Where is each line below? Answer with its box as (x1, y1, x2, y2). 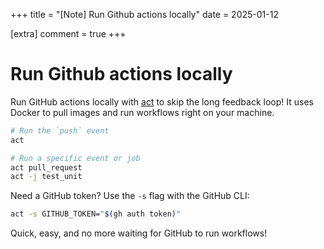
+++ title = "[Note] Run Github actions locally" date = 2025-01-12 (10, 9, 279, 20)
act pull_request (10, 162, 83, 173)
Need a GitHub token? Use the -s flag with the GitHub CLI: (10, 190, 250, 202)
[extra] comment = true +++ (10, 28, 127, 39)
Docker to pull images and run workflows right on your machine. (10, 106, 275, 118)
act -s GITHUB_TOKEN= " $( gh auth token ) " (10, 209, 182, 219)
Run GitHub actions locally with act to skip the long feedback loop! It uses (10, 95, 314, 108)
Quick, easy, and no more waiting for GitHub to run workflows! (10, 227, 268, 239)
